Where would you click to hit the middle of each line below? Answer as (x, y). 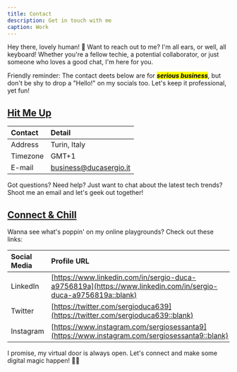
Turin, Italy (68, 145)
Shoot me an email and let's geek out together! (75, 193)
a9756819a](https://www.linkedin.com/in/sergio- (135, 286)
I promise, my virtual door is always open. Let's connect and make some (112, 353)
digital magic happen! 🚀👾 (43, 360)
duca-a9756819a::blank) (94, 295)
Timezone (28, 156)
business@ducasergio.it (90, 168)
